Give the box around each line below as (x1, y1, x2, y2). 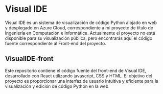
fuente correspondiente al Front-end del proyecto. (5, 40, 106, 46)
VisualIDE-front (5, 55, 54, 63)
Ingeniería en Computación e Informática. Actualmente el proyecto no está (5, 30, 156, 36)
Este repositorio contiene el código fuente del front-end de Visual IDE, (5, 68, 147, 73)
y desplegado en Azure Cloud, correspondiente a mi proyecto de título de (5, 24, 153, 30)
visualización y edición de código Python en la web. (5, 83, 110, 89)
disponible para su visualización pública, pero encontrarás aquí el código (5, 35, 153, 41)
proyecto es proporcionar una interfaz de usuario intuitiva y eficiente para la (5, 78, 159, 84)
